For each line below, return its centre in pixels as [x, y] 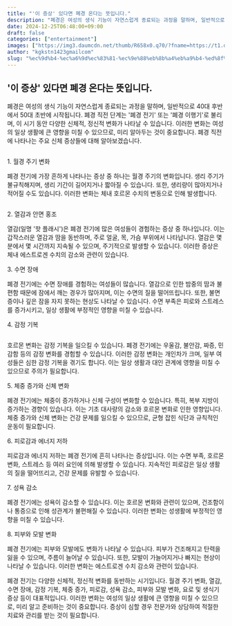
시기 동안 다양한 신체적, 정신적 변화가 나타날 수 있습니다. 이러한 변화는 [117, 123]
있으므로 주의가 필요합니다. [43, 371]
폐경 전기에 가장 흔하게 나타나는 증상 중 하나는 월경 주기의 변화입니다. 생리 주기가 [116, 176]
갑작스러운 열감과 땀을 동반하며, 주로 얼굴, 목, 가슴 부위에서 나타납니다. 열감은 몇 [115, 237]
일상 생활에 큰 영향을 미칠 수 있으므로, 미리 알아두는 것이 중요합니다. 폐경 [112, 132]
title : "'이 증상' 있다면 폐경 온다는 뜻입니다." [69, 13]
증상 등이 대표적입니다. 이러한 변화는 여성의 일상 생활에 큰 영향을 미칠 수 [104, 598]
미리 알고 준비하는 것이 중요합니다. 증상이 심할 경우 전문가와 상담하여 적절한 [117, 606]
